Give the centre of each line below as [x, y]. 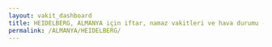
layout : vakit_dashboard [50, 16]
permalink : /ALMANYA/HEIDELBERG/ [65, 30]
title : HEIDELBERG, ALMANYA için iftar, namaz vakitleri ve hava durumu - [137, 23]
